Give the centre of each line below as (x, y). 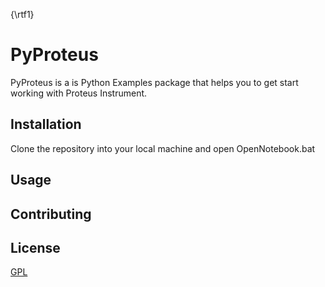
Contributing (51, 214)
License (35, 247)
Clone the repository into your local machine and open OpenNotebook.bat (163, 148)
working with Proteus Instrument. (79, 93)
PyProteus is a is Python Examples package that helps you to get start (154, 82)
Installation (46, 124)
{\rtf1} (22, 14)
